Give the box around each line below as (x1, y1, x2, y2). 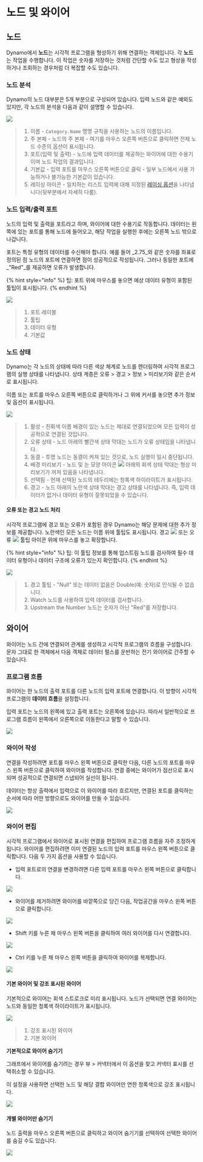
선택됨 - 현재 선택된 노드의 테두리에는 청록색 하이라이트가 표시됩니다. (30, 476, 193, 483)
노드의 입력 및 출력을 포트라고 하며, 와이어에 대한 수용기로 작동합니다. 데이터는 (6, 220, 191, 227)
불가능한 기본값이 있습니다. (51, 173, 115, 181)
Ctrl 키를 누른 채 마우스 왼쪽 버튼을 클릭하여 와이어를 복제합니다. (15, 953, 167, 961)
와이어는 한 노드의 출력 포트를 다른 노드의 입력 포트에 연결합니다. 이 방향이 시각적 (6, 688, 197, 695)
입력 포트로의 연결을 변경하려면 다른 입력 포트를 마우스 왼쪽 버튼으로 (15, 865, 176, 873)
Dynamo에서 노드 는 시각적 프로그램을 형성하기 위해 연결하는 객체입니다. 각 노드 (6, 49, 194, 56)
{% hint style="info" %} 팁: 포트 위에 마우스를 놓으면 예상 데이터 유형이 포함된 (6, 276, 193, 283)
